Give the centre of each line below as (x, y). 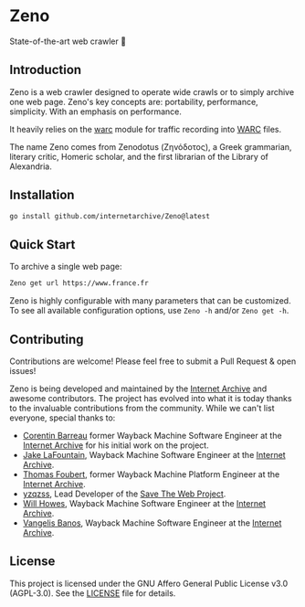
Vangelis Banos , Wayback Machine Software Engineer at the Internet (152, 523)
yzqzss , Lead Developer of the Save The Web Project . (124, 494)
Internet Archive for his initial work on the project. (116, 445)
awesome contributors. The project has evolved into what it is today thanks (151, 398)
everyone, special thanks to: (63, 418)
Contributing (47, 339)
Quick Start (42, 245)
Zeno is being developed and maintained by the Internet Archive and (138, 389)
